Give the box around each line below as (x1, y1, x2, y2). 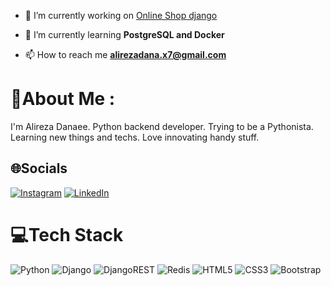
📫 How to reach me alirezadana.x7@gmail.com (24, 49, 227, 60)
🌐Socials (10, 160, 68, 177)
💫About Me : (10, 88, 116, 110)
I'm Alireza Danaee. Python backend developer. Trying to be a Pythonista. (10, 120, 314, 132)
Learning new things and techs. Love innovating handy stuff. (10, 131, 260, 143)
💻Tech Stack (10, 223, 124, 246)
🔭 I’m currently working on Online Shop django (24, 10, 218, 21)
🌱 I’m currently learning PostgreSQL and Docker (24, 29, 225, 40)
